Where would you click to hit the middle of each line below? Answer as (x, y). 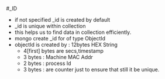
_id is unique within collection (50, 26)
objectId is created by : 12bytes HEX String (66, 44)
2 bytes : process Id (47, 63)
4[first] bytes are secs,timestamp (63, 51)
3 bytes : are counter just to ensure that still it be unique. (91, 69)
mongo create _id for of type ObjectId (60, 38)
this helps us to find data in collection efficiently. (73, 32)
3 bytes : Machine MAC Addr (58, 57)
